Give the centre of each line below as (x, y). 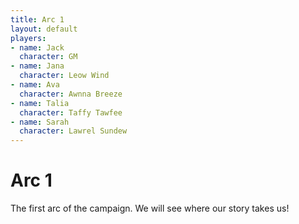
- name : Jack (37, 47)
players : (28, 38)
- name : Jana (37, 66)
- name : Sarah (40, 122)
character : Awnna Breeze (71, 94)
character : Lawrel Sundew (73, 131)
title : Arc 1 (37, 19)
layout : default (44, 29)
